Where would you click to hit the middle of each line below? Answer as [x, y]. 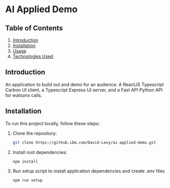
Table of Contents [34, 28]
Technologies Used [33, 56]
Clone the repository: [35, 133]
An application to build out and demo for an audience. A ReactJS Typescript [84, 84]
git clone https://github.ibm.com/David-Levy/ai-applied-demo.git [84, 142]
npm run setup [27, 180]
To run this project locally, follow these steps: [53, 123]
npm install [25, 161]
